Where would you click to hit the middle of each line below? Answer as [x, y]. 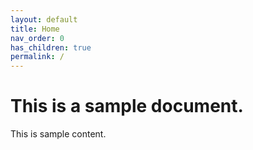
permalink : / [37, 57]
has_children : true [51, 47]
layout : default [44, 19]
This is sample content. [58, 134]
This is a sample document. [127, 106]
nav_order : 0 [37, 38]
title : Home [35, 29]
